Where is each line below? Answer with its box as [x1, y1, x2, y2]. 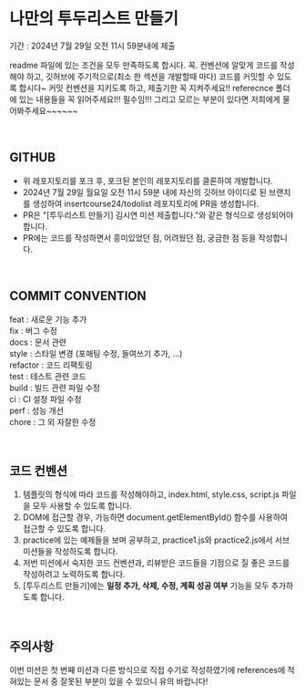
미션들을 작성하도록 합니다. [22, 546, 118, 557]
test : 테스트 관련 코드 [9, 370, 86, 381]
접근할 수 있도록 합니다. [22, 524, 107, 534]
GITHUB [9, 150, 56, 165]
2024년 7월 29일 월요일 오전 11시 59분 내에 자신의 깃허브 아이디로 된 [22, 186, 267, 197]
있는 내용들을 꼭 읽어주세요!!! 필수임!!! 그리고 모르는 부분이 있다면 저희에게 [18, 93, 280, 105]
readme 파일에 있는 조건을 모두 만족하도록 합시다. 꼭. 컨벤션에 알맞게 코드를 [9, 59, 279, 70]
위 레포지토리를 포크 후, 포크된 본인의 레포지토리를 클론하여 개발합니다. [22, 175, 273, 186]
